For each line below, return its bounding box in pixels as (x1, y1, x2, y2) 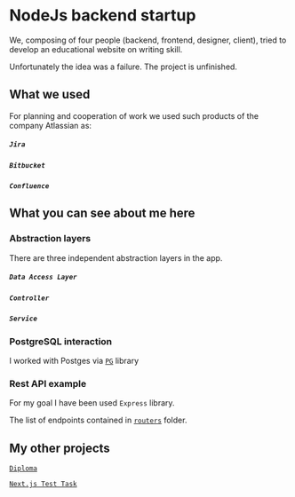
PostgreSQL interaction (9, 335, 113, 347)
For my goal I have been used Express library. (9, 398, 175, 408)
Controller (9, 294, 50, 303)
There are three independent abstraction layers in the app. (9, 252, 223, 263)
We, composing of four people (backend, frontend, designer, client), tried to (9, 35, 287, 45)
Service (9, 314, 38, 324)
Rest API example (9, 377, 87, 390)
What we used (9, 87, 91, 102)
